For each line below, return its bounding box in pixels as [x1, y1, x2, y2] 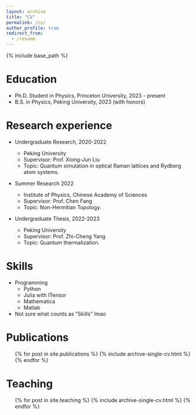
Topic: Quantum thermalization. [23, 239, 100, 246]
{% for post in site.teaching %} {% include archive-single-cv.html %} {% [14, 396, 191, 403]
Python [23, 285, 41, 292]
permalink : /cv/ [6, 19, 46, 25]
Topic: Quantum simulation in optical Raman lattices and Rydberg [23, 162, 181, 169]
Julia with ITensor [23, 292, 67, 299]
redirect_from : [6, 31, 44, 36]
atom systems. [23, 168, 59, 175]
